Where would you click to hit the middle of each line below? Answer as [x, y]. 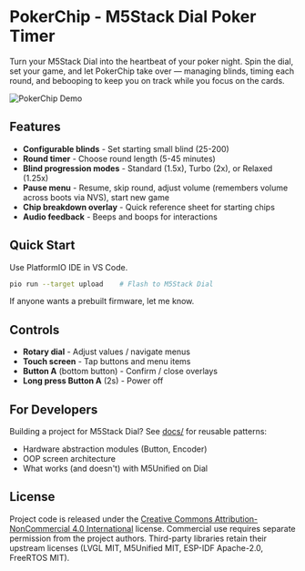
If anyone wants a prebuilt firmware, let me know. [102, 301]
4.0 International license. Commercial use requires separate [184, 528]
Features [35, 127]
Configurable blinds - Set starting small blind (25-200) [126, 148]
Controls [35, 330]
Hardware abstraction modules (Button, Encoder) [115, 449]
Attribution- [236, 519]
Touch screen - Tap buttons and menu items [107, 362]
